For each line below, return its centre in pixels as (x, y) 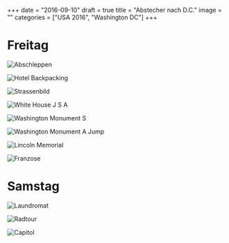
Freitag (28, 45)
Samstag (34, 187)
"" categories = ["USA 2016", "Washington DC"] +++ (82, 17)
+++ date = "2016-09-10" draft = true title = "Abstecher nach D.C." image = (114, 10)
